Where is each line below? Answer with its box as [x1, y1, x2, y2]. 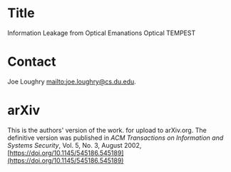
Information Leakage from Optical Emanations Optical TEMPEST [7, 29, 196, 37]
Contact [7, 54, 56, 70]
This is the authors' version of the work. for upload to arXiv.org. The [7, 126, 207, 134]
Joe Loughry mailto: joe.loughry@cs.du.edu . [7, 77, 137, 86]
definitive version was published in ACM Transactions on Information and [7, 133, 224, 142]
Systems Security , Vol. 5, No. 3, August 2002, [7, 141, 142, 149]
